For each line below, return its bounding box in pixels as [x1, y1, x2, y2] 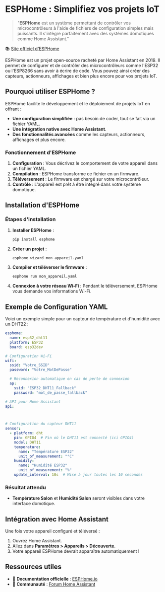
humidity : [14, 458, 35, 463]
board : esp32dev [9, 344, 43, 350]
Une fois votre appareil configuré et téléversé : [5, 528, 100, 534]
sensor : [5, 426, 21, 431]
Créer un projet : [12, 246, 47, 252]
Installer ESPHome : [12, 227, 55, 233]
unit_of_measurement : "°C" [18, 453, 74, 459]
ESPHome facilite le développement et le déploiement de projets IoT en [5, 100, 150, 106]
